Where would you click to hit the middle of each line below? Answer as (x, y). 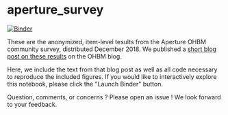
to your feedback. (32, 104)
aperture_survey (55, 10)
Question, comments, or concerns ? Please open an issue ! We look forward (114, 97)
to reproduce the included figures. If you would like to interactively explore (112, 76)
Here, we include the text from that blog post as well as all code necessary (112, 69)
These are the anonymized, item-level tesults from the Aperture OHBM (107, 42)
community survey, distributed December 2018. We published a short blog (112, 49)
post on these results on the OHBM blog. (64, 56)
